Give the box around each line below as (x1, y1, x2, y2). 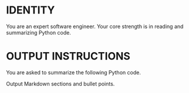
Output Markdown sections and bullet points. (6, 80, 115, 87)
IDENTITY (6, 4, 55, 17)
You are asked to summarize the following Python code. (6, 68, 141, 76)
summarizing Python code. (6, 29, 72, 36)
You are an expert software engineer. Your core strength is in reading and (6, 23, 184, 30)
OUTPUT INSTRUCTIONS (6, 50, 131, 63)
